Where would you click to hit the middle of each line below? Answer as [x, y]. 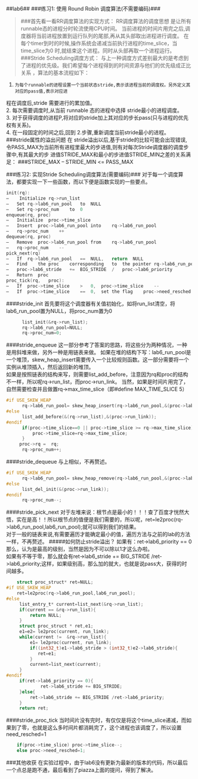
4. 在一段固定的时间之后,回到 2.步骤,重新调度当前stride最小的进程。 [88, 132]
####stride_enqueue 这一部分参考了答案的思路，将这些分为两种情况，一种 [97, 345]
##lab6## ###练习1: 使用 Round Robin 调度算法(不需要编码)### [83, 9]
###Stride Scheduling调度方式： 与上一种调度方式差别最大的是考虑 [102, 58]
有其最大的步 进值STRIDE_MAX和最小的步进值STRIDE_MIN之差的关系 [102, 154]
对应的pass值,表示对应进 [41, 91]
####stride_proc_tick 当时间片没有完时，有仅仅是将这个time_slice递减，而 [96, 720]
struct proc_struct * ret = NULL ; [55, 582]
